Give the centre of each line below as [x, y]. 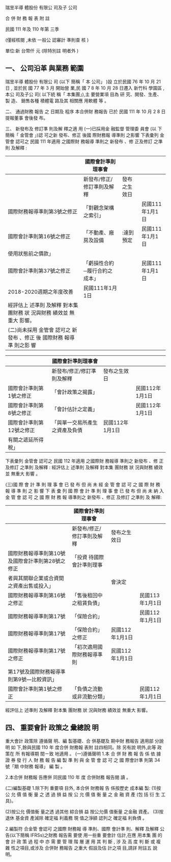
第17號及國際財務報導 [34, 672]
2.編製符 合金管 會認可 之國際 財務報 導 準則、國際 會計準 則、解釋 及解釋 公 [85, 828]
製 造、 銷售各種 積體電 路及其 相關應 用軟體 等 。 [57, 100]
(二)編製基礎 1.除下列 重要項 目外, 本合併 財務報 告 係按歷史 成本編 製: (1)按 [83, 788]
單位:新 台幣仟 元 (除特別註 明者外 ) [42, 51]
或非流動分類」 [90, 697]
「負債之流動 [87, 689]
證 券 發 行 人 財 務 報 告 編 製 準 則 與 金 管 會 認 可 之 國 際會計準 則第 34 [83, 760]
